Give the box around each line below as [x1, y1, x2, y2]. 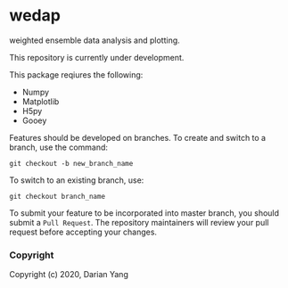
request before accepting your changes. [9, 226, 158, 237]
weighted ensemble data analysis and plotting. [9, 35, 180, 45]
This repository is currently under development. [9, 52, 185, 62]
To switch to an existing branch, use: [9, 175, 144, 185]
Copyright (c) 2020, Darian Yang [9, 269, 129, 280]
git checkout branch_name [9, 192, 105, 201]
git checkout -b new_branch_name [9, 159, 134, 168]
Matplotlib [21, 95, 60, 107]
